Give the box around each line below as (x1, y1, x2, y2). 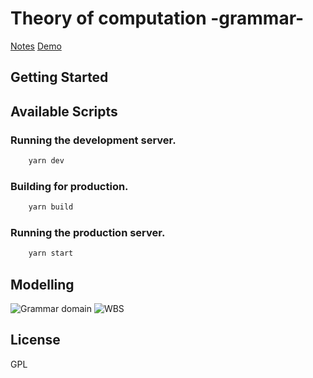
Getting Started (10, 69, 109, 86)
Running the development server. (10, 133, 177, 147)
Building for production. (10, 179, 129, 193)
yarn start (28, 248, 74, 259)
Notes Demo (10, 40, 62, 52)
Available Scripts (10, 103, 118, 120)
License (10, 332, 61, 349)
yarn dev (28, 156, 65, 166)
